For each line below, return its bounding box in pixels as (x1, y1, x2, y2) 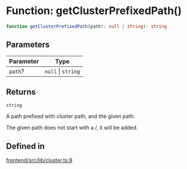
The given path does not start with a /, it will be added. (6, 124, 138, 131)
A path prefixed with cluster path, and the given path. (6, 113, 135, 120)
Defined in (6, 141, 45, 151)
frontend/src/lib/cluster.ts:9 (6, 157, 72, 164)
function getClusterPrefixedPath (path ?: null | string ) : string (6, 23, 167, 29)
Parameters (6, 40, 50, 50)
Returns (6, 87, 36, 97)
